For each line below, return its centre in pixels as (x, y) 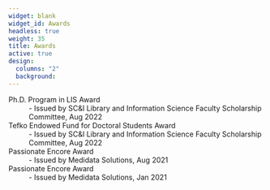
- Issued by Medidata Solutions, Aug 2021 (99, 160)
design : (21, 62)
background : (36, 76)
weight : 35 (27, 39)
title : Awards (32, 46)
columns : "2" (38, 69)
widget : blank (32, 16)
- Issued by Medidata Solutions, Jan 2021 (98, 177)
